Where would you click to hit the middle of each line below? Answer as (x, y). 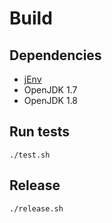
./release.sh (36, 208)
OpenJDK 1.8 (51, 100)
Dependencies (55, 55)
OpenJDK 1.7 (50, 90)
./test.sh (30, 155)
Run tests (39, 132)
